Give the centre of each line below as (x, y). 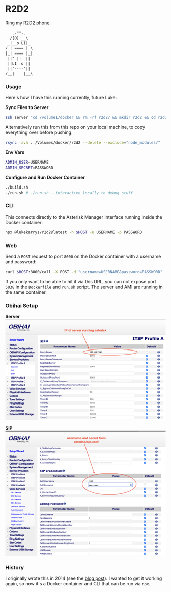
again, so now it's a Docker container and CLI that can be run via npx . (78, 584)
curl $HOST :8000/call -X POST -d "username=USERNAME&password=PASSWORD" (84, 272)
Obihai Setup (22, 305)
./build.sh (17, 187)
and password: (21, 262)
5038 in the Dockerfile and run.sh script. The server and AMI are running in (84, 287)
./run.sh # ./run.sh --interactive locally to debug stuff (69, 193)
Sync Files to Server (27, 107)
